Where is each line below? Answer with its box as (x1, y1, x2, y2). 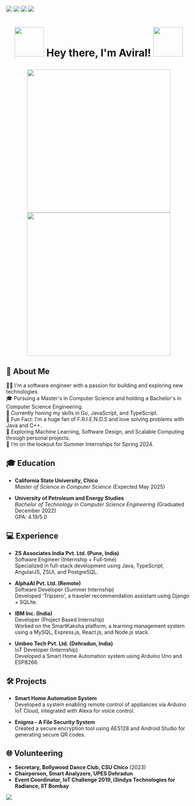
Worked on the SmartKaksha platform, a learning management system (14, 622, 185, 629)
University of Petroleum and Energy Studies (14, 494, 125, 502)
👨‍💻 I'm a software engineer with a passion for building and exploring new (6, 382, 183, 389)
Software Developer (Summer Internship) (14, 586, 115, 593)
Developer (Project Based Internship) (14, 616, 105, 623)
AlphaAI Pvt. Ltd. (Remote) (14, 579, 81, 587)
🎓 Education (6, 458, 56, 468)
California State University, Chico (14, 476, 98, 484)
